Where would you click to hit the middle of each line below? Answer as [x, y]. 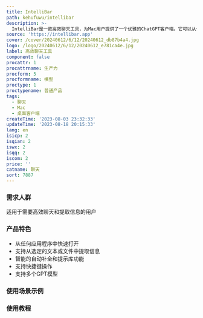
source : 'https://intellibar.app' [50, 35]
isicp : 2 [17, 136]
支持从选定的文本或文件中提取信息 [57, 251]
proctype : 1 [21, 85]
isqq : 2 [16, 153]
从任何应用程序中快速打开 [47, 243]
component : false [28, 57]
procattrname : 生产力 [32, 68]
